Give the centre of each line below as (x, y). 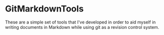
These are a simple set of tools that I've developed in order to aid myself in (80, 22)
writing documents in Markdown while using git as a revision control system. (82, 27)
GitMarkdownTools (45, 9)
